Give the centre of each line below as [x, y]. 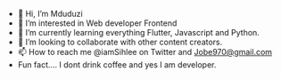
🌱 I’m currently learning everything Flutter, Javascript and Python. [139, 32]
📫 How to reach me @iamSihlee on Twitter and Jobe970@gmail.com [145, 52]
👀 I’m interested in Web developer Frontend [97, 23]
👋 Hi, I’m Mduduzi [50, 14]
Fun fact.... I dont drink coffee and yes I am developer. [117, 65]
